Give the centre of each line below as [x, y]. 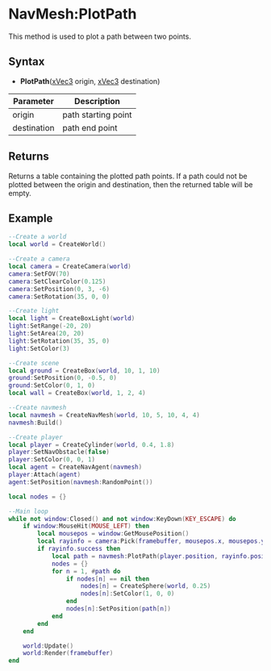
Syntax [27, 62]
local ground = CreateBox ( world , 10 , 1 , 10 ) [84, 371]
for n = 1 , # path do [86, 571]
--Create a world [38, 237]
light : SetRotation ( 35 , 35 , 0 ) [59, 341]
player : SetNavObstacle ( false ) [59, 452]
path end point [90, 127]
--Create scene [34, 363]
